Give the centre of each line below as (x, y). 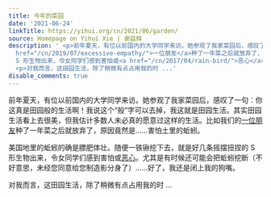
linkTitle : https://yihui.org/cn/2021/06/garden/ (94, 31)
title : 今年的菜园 (36, 16)
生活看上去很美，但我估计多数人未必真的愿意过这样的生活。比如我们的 (125, 120)
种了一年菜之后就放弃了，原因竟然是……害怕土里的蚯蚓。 (110, 130)
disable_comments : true (48, 76)
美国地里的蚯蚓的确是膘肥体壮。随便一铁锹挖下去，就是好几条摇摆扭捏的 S (132, 147)
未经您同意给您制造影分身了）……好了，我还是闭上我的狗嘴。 (138, 167)
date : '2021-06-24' (41, 23)
